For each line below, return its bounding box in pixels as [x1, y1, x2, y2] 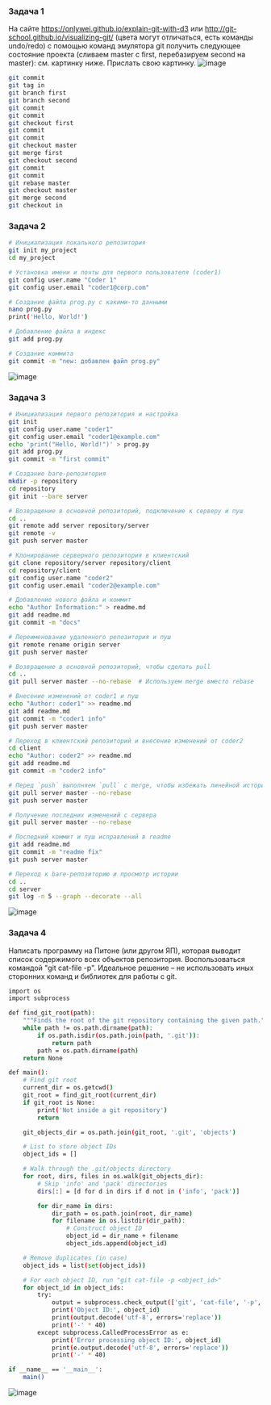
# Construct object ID [65, 1224, 143, 1232]
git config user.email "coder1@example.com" [8, 433, 161, 441]
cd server [8, 885, 42, 893]
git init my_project [8, 246, 78, 255]
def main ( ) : [8, 1068, 48, 1077]
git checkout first [8, 119, 74, 127]
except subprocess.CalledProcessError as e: [37, 1328, 190, 1336]
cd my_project [8, 254, 56, 262]
